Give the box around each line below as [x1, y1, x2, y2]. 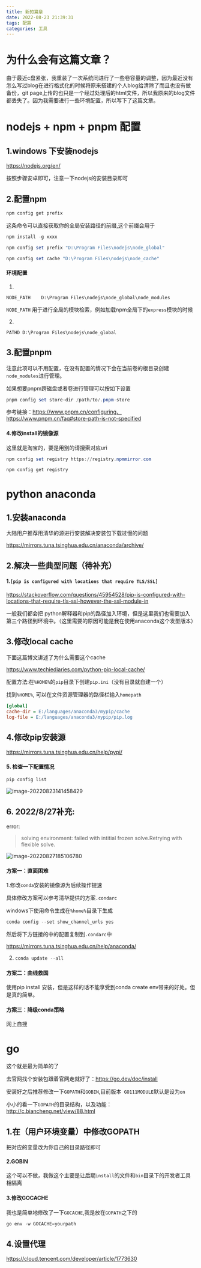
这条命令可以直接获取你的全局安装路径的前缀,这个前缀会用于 [6, 222, 155, 229]
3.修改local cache [6, 636, 74, 647]
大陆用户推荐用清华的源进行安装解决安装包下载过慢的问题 [6, 529, 148, 537]
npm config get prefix [6, 210, 63, 216]
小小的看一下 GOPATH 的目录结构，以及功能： [6, 1101, 112, 1108]
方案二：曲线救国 [6, 969, 49, 977]
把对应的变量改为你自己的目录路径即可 [6, 1144, 101, 1151]
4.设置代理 [6, 1239, 46, 1249]
